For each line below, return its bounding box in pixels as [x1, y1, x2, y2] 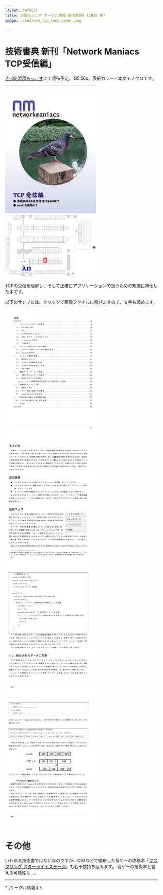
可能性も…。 [13, 870, 39, 876]
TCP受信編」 [5, 58, 57, 69]
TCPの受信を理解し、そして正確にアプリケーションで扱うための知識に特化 [5, 282, 154, 289]
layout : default [5, 8, 38, 13]
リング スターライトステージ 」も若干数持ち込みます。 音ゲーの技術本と [9, 863, 152, 869]
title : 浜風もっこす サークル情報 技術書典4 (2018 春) [5, 13, 106, 18]
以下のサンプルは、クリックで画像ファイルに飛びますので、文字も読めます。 [5, 299, 158, 305]
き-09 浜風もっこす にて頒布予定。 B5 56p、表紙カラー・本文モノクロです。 [5, 75, 156, 81]
